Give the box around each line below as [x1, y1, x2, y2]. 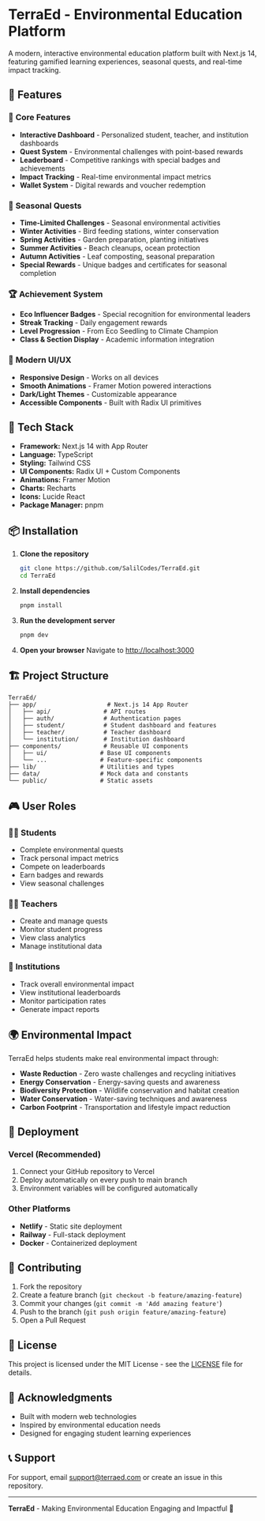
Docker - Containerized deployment [19, 1238, 138, 1247]
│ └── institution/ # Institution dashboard [8, 735, 185, 744]
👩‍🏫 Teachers [8, 899, 58, 910]
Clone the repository [19, 549, 89, 559]
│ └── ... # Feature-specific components [8, 757, 203, 764]
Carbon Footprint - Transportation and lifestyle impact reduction [19, 1102, 231, 1111]
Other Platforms [8, 1203, 71, 1214]
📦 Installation [8, 524, 79, 538]
